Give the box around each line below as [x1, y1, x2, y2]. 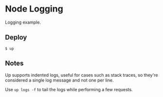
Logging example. [5, 19, 41, 25]
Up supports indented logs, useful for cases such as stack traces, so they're [5, 72, 158, 78]
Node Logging [5, 3, 63, 14]
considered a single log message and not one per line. [5, 77, 114, 83]
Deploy [5, 33, 27, 42]
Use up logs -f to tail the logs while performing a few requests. [5, 86, 133, 92]
